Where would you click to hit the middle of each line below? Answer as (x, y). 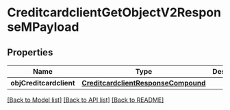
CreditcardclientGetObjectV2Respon (114, 13)
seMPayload (43, 27)
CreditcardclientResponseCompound (144, 83)
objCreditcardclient (43, 83)
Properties (30, 52)
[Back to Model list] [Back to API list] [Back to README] (86, 100)
